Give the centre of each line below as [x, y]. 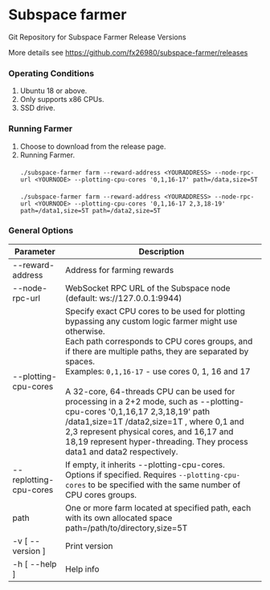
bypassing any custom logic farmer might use [151, 321]
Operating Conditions [51, 73]
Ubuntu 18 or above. [53, 91]
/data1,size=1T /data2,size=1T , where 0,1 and [155, 421]
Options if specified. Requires [121, 474]
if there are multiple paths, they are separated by [157, 351]
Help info [82, 569]
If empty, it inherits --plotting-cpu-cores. [145, 465]
